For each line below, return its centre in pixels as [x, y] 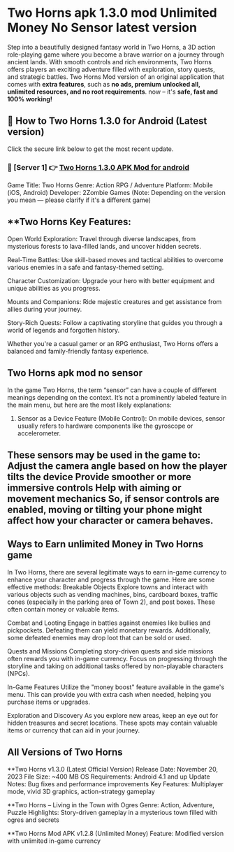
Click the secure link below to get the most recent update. [90, 149]
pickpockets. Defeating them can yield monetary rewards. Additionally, [109, 630]
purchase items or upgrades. [49, 702]
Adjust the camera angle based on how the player [117, 466]
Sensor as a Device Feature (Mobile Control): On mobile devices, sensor [121, 418]
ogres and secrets [33, 820]
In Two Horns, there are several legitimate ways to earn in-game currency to [117, 572]
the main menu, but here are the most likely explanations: [90, 405]
